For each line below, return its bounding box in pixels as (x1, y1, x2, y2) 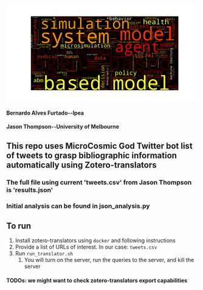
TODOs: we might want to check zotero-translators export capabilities (6, 277, 188, 284)
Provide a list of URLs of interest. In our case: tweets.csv (15, 243, 157, 251)
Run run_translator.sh (15, 250, 73, 257)
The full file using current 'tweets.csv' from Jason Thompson (6, 178, 192, 186)
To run (6, 221, 32, 231)
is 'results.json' (6, 185, 53, 194)
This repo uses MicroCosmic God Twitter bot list (6, 141, 193, 151)
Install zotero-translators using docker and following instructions (15, 237, 176, 244)
